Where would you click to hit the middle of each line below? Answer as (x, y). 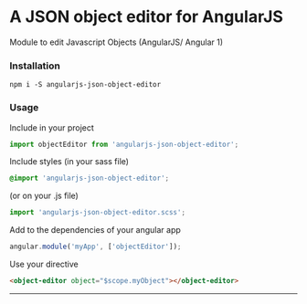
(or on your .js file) (44, 196)
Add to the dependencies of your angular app (95, 230)
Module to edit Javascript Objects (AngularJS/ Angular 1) (116, 42)
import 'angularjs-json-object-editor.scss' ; (97, 213)
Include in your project (52, 127)
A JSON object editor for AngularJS (146, 17)
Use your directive (44, 264)
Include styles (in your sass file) (69, 162)
